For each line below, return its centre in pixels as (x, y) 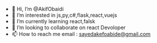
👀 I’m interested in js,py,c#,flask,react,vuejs (64, 15)
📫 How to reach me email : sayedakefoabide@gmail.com (81, 34)
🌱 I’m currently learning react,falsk (53, 21)
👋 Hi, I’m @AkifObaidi (38, 9)
